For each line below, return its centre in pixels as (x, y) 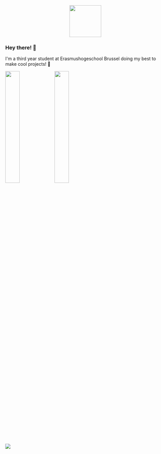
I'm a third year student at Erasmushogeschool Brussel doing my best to (81, 59)
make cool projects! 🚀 (28, 64)
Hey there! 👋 (21, 47)
